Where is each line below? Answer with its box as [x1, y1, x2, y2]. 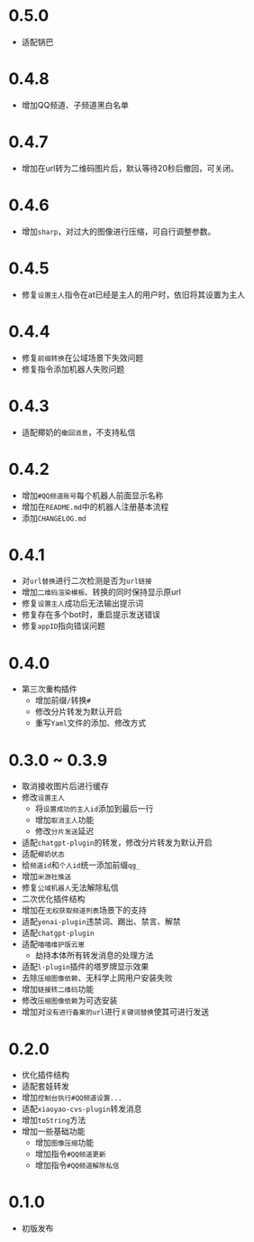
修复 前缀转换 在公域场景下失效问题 [21, 352, 144, 363]
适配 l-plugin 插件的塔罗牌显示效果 [21, 961, 150, 972]
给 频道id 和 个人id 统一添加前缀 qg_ [21, 859, 141, 871]
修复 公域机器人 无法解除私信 [21, 882, 119, 894]
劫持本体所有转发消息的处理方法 [34, 950, 154, 961]
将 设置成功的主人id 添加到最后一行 [34, 803, 154, 814]
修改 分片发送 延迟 [34, 826, 95, 837]
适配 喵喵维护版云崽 [21, 939, 86, 950]
